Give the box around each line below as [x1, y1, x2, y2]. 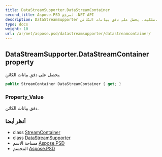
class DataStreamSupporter [12, 135, 71, 141]
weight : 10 [5, 27, 28, 32]
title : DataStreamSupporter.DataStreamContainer [5, 7, 110, 13]
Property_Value [5, 93, 44, 100]
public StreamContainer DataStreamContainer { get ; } [5, 81, 122, 87]
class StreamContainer [12, 129, 61, 136]
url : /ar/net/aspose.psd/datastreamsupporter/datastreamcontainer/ [5, 31, 151, 36]
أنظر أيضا [5, 118, 26, 125]
